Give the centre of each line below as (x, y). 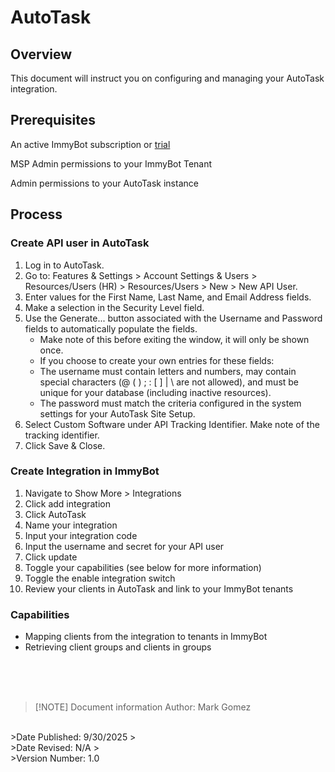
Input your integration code (81, 535)
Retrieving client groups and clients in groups (118, 647)
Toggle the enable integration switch (100, 578)
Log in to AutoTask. (64, 265)
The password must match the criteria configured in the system (170, 403)
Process (36, 214)
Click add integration (67, 503)
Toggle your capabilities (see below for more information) (143, 567)
